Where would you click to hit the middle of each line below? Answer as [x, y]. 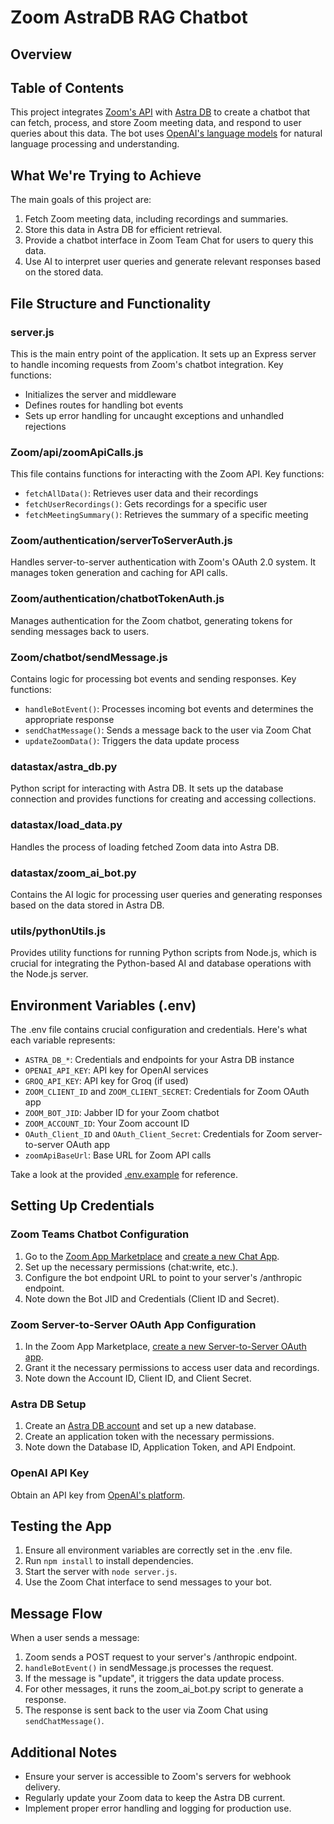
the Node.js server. [49, 974]
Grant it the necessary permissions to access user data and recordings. [172, 1368]
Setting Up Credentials [82, 1206]
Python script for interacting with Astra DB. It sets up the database [147, 788]
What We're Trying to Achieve [106, 175]
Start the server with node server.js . [101, 1572]
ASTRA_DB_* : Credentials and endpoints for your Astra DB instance [159, 1060]
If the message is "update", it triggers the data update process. [154, 1678]
